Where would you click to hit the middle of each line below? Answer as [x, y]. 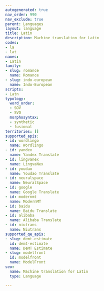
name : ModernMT [25, 202]
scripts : [14, 89]
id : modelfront [25, 258]
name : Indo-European [31, 84]
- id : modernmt [21, 197]
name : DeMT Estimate [31, 248]
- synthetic [22, 122]
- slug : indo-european [29, 80]
